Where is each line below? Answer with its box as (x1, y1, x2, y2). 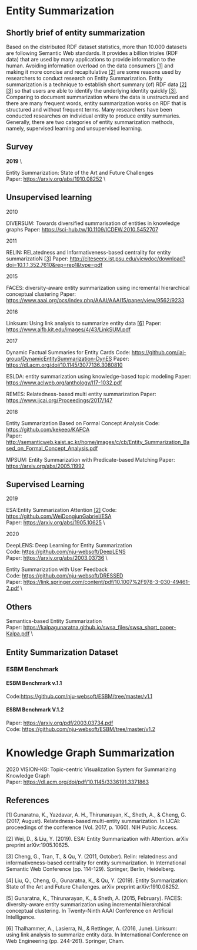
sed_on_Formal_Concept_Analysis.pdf (6, 445, 98, 452)
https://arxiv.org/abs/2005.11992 (6, 462, 85, 469)
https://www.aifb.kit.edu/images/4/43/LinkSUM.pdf (6, 326, 131, 333)
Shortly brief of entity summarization (6, 28, 145, 38)
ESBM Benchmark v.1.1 (6, 680, 62, 687)
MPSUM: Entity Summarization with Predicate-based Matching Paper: (6, 456, 175, 463)
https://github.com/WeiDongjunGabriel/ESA (6, 512, 112, 520)
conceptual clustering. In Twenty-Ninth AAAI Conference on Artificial (6, 907, 173, 914)
